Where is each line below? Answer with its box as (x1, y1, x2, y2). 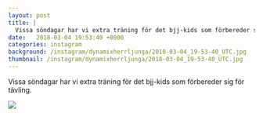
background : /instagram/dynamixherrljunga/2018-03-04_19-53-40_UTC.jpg (8, 48, 247, 56)
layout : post (8, 11, 51, 20)
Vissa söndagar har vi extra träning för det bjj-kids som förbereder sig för (8, 76, 245, 86)
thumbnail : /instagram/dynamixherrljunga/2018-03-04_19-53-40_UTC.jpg (8, 56, 243, 64)
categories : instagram (8, 41, 82, 49)
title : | (8, 19, 37, 27)
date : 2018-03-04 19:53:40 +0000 (8, 33, 124, 42)
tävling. (8, 85, 32, 94)
